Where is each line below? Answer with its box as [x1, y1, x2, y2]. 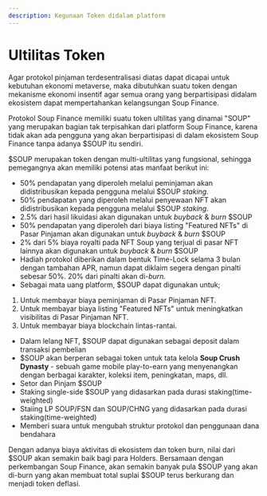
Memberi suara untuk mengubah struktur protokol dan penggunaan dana [19, 420, 260, 431]
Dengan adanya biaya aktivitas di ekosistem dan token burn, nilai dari [8, 444, 236, 455]
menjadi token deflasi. [8, 478, 81, 488]
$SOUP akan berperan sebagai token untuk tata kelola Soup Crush [19, 352, 241, 363]
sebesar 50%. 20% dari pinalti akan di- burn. [19, 271, 166, 281]
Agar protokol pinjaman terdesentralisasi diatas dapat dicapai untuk [8, 73, 230, 82]
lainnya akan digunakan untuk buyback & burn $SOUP [19, 246, 198, 255]
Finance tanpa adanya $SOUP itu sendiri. [8, 139, 143, 148]
